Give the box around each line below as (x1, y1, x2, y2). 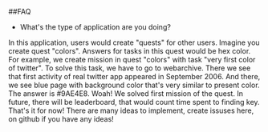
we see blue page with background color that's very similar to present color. (8, 80, 260, 90)
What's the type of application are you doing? (19, 22, 171, 31)
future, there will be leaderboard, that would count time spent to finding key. (8, 98, 260, 106)
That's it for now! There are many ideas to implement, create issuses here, (8, 106, 254, 115)
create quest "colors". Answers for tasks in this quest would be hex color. (8, 46, 251, 55)
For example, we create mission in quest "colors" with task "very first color (8, 55, 256, 64)
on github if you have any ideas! (8, 114, 114, 123)
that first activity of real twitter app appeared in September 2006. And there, (8, 72, 261, 81)
